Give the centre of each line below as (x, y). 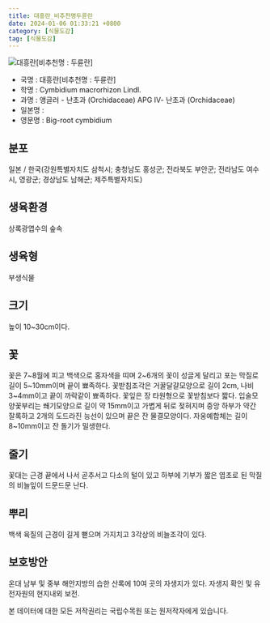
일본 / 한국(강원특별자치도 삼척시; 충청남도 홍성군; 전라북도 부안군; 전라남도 (127, 169)
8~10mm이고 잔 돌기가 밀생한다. (59, 426)
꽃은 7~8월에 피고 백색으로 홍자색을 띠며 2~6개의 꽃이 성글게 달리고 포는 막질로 (133, 376)
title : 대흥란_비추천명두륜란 (51, 16)
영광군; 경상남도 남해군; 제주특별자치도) (81, 180)
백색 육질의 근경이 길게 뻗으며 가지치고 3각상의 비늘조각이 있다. (108, 534)
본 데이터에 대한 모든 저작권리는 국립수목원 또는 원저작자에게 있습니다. (118, 610)
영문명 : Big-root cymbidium (66, 120)
